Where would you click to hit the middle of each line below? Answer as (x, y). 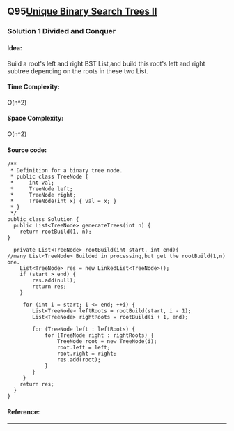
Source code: (27, 150)
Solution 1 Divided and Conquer (62, 31)
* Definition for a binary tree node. (67, 171)
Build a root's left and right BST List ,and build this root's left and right (106, 63)
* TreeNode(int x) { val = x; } (63, 202)
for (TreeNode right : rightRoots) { (99, 335)
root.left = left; (84, 348)
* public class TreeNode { (49, 177)
